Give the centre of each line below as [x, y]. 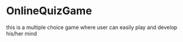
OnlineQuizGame [49, 11]
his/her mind [22, 33]
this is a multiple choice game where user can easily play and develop [92, 27]
